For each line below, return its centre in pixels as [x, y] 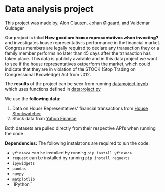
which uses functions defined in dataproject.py [53, 89]
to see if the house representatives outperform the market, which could [78, 64]
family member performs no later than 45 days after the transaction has [78, 53]
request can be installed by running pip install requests [71, 158]
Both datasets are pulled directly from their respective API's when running [80, 128]
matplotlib [23, 179]
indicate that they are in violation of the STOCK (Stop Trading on [70, 69]
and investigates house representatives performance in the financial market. [83, 42]
